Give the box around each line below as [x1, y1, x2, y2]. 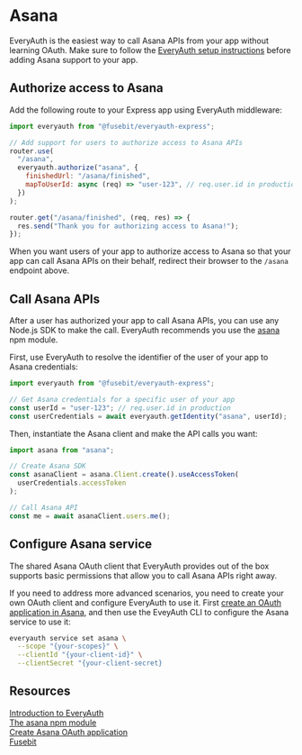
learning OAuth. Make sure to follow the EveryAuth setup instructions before [9, 44, 291, 55]
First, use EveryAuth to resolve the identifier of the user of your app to [9, 352, 269, 363]
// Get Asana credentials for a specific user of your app [9, 395, 235, 404]
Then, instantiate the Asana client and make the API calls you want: [9, 428, 258, 439]
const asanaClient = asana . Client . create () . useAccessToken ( [9, 470, 240, 479]
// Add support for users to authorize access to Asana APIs [9, 138, 244, 147]
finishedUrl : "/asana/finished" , [25, 172, 151, 181]
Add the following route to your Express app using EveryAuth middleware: [9, 105, 283, 115]
